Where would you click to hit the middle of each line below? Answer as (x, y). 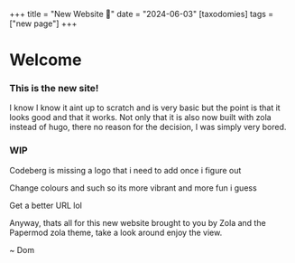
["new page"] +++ (43, 23)
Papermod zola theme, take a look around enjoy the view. (116, 232)
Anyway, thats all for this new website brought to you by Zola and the (138, 222)
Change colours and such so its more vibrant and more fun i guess (133, 188)
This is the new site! (54, 89)
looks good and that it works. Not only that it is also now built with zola (141, 117)
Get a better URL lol (46, 205)
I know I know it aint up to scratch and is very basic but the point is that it (145, 108)
